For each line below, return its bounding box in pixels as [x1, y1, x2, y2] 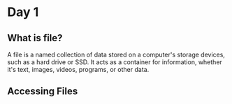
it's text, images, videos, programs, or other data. [7, 66, 150, 73]
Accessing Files [7, 85, 78, 98]
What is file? [7, 32, 63, 44]
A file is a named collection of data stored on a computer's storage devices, [7, 50, 226, 59]
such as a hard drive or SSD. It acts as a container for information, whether [7, 58, 222, 66]
